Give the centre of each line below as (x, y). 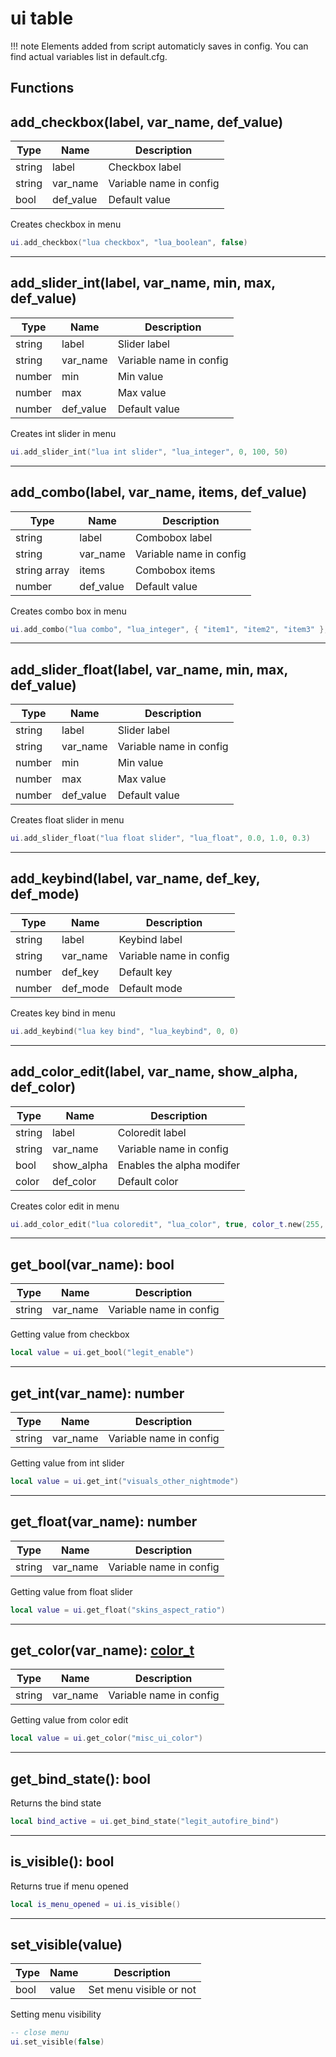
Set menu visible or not (142, 1990)
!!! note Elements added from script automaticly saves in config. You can (159, 46)
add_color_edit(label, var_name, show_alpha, (154, 1072)
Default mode (150, 988)
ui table (42, 18)
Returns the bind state (56, 1803)
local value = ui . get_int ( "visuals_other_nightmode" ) (125, 1481)
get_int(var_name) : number (97, 1393)
